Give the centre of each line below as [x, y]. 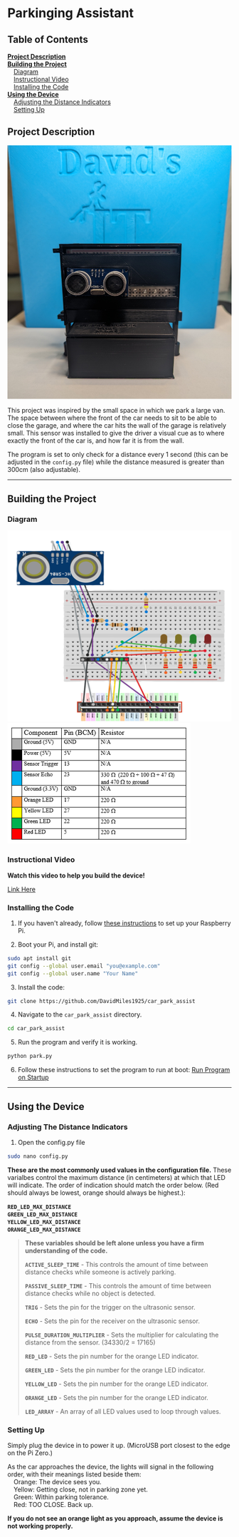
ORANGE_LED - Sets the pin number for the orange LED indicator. [116, 1397]
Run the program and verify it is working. [78, 1042]
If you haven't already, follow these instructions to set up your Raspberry [124, 923]
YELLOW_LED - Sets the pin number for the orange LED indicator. [116, 1384]
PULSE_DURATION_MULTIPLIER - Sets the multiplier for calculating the [122, 1335]
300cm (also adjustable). [44, 470]
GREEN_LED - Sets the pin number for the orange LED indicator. [115, 1369]
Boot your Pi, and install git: [58, 944]
